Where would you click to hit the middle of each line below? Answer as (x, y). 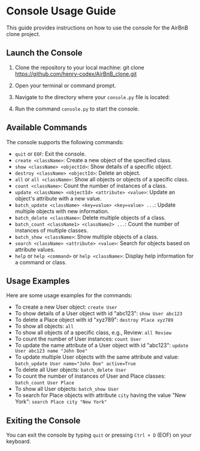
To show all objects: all (44, 326)
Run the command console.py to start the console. (77, 109)
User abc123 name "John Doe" (51, 351)
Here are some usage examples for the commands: (69, 295)
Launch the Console (44, 53)
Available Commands (47, 128)
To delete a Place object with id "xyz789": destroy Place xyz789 (94, 320)
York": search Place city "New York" (61, 402)
